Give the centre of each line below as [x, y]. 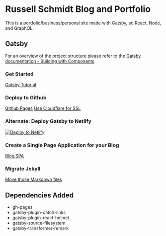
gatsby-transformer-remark [41, 228]
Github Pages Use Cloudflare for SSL [43, 108]
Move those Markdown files [34, 179]
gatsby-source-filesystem [39, 223]
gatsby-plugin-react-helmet [41, 218]
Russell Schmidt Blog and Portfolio [78, 9]
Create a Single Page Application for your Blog [62, 145]
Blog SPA [15, 156]
